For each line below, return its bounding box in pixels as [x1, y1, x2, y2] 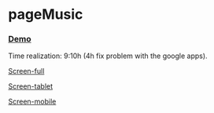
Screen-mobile [8, 97, 57, 107]
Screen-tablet [8, 82, 53, 91]
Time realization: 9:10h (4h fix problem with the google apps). [8, 51, 208, 60]
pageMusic [8, 5, 83, 24]
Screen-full [8, 67, 45, 76]
